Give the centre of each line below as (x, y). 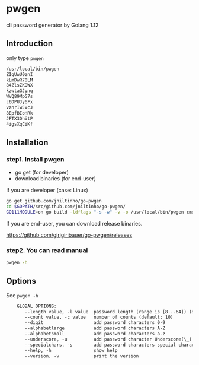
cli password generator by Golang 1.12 (52, 25)
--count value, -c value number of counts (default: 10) (99, 317)
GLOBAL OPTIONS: (37, 306)
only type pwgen (25, 58)
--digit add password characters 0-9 (95, 323)
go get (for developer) (42, 172)
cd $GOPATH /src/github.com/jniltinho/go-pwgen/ (66, 207)
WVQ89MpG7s (20, 97)
